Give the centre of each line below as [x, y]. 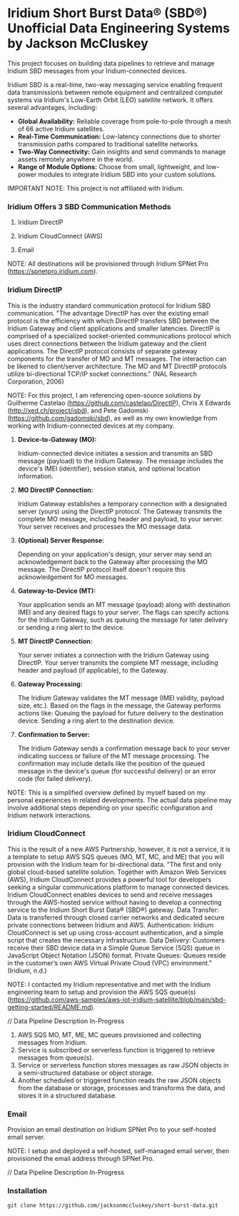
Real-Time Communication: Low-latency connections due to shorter [119, 136]
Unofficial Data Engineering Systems [119, 28]
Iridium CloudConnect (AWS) [60, 236]
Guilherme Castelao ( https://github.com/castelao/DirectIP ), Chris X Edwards [119, 403]
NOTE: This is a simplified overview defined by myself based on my [106, 792]
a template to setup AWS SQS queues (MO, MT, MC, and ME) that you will [116, 856]
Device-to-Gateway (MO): [57, 439]
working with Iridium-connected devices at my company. [91, 426]
